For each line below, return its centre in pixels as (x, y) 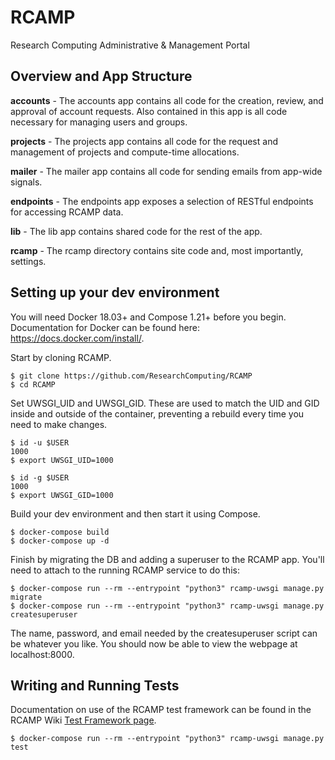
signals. (26, 182)
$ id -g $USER (40, 477)
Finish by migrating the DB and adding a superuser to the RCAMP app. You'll (167, 559)
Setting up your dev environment (115, 292)
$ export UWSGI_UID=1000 (62, 460)
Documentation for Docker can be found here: (105, 327)
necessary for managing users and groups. (99, 122)
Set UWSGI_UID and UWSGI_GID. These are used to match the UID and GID (165, 403)
